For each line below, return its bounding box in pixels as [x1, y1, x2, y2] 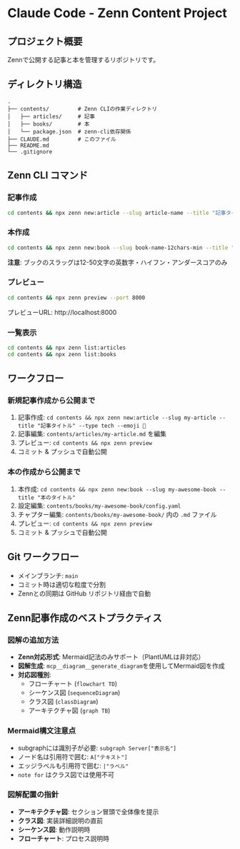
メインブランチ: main [17, 571, 79, 580]
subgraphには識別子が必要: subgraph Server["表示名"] [17, 743, 177, 752]
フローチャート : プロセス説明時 [17, 834, 109, 843]
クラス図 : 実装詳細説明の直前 [17, 816, 104, 825]
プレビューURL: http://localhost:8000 [7, 308, 117, 316]
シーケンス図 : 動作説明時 [17, 825, 91, 833]
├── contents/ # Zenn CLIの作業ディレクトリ [7, 105, 158, 112]
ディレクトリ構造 [7, 79, 82, 91]
